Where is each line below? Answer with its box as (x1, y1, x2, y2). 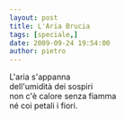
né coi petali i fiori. (9, 100, 78, 111)
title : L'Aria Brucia (9, 22, 91, 31)
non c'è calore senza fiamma (9, 91, 117, 102)
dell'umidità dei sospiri (9, 81, 94, 92)
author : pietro (9, 47, 67, 56)
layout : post (9, 13, 58, 23)
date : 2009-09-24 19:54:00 (9, 38, 111, 48)
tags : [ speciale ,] (9, 30, 78, 39)
